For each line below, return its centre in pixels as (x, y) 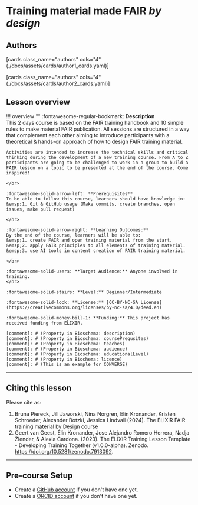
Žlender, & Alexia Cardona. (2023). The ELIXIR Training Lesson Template (103, 439)
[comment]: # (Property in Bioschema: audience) (67, 349)
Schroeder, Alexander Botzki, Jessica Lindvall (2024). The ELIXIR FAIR (100, 420)
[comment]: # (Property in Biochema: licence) (64, 359)
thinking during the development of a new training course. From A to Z (97, 157)
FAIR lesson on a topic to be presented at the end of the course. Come (97, 168)
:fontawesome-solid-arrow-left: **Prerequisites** (70, 193)
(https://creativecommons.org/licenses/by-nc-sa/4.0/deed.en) (84, 307)
